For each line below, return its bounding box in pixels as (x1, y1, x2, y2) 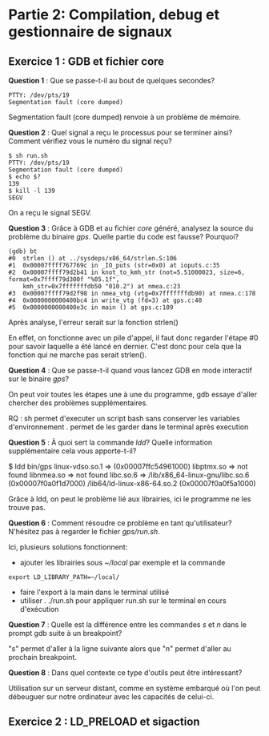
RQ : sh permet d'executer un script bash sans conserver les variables (8, 414, 240, 423)
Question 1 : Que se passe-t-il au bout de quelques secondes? (8, 76, 215, 85)
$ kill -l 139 (8, 187, 56, 195)
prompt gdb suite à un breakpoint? (8, 629, 122, 637)
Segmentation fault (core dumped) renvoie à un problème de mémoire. (8, 112, 242, 122)
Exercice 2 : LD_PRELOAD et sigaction (8, 715, 200, 729)
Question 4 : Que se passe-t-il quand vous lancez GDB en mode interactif (8, 366, 252, 375)
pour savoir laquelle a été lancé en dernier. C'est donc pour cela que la (8, 342, 242, 351)
